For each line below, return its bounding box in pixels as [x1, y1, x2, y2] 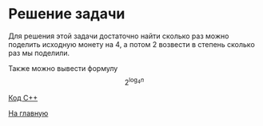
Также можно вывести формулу [8, 63, 118, 73]
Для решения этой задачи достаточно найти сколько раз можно [8, 31, 229, 41]
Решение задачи [8, 5, 126, 23]
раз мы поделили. [8, 48, 70, 57]
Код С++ [8, 93, 38, 102]
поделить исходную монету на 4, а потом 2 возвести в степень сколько [8, 39, 256, 49]
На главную [8, 108, 49, 118]
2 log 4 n [124, 76, 145, 87]
